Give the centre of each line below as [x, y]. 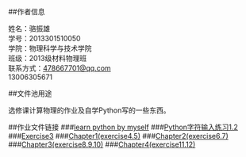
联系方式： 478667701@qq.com [60, 68]
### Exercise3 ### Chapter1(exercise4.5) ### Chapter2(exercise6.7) [118, 136]
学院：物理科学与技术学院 [50, 48]
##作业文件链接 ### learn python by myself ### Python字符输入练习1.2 [123, 127]
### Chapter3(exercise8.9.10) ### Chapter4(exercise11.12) [102, 144]
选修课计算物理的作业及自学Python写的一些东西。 [89, 110]
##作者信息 [27, 11]
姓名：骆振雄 [29, 29]
